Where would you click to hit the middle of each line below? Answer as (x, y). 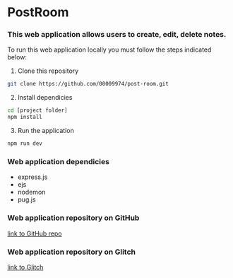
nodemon (31, 192)
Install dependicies (45, 98)
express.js (32, 177)
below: (17, 57)
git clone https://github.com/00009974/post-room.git (88, 84)
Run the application (46, 131)
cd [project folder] (38, 110)
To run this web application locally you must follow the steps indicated (109, 50)
